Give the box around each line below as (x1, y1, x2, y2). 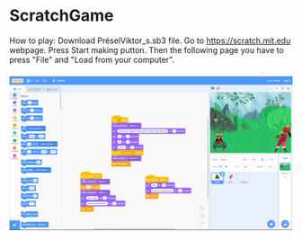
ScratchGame (9, 5, 114, 26)
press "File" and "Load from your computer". (9, 54, 175, 65)
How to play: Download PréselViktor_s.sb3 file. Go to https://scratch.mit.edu (9, 35, 291, 46)
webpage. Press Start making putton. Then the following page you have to (9, 44, 285, 55)
